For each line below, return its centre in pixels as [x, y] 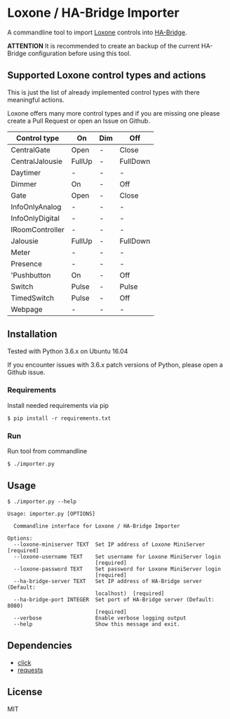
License [25, 692]
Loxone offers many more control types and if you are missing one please [114, 113]
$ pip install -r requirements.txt [59, 418]
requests [30, 670]
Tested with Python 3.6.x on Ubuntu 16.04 [68, 351]
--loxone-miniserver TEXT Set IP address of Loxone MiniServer [109, 545]
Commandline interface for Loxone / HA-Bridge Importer [97, 526]
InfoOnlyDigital [35, 218]
